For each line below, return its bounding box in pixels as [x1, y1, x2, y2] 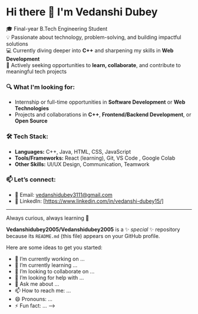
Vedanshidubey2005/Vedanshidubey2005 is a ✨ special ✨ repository [6, 226, 180, 233]
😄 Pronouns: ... [14, 295, 53, 302]
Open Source [14, 117, 48, 124]
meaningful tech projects [6, 68, 67, 75]
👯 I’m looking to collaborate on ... [14, 267, 95, 275]
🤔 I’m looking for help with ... [14, 274, 84, 281]
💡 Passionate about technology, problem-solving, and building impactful [6, 34, 181, 41]
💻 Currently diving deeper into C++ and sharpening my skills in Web [6, 47, 174, 54]
